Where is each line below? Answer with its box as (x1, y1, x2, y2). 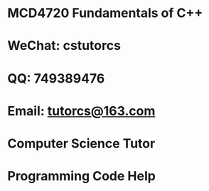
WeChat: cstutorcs (7, 38, 121, 54)
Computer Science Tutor (7, 135, 156, 151)
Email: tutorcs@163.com (7, 103, 156, 119)
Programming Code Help (7, 168, 156, 185)
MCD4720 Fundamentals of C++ (7, 5, 203, 21)
